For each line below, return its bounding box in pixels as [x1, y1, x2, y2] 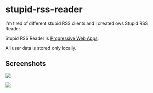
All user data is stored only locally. [5, 45, 77, 51]
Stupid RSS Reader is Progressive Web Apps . [5, 35, 99, 41]
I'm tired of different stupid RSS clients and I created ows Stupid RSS [5, 20, 148, 26]
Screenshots [5, 59, 46, 68]
